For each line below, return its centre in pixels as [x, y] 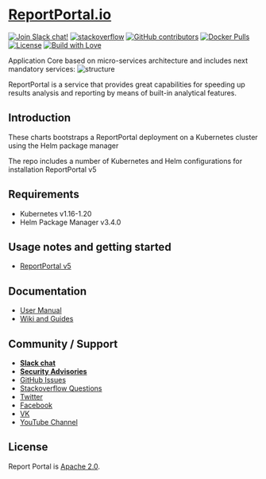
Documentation [48, 291]
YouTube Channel [48, 422]
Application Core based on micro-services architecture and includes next [128, 60]
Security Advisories [53, 371]
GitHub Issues [42, 380]
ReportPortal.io [60, 15]
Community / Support [63, 344]
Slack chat [37, 363]
